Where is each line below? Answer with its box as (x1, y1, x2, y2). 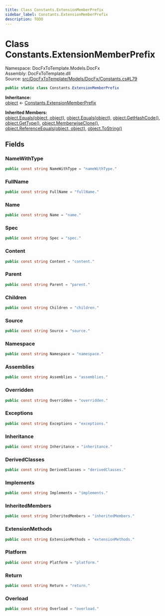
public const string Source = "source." (5, 328, 91, 334)
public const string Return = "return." (5, 583, 91, 588)
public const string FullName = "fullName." (5, 189, 99, 195)
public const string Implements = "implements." (5, 491, 108, 496)
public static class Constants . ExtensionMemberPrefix (5, 85, 120, 90)
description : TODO (5, 16, 43, 21)
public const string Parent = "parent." (5, 282, 91, 287)
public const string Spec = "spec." (5, 236, 81, 241)
